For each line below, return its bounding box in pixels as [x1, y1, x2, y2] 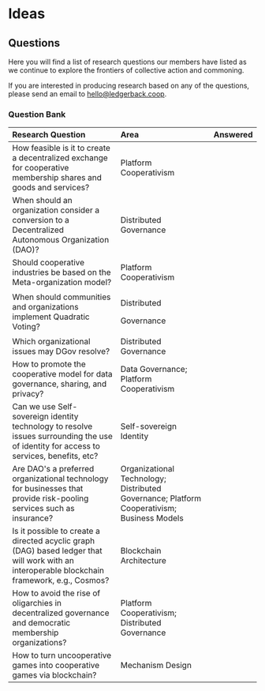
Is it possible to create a [12, 526, 100, 537]
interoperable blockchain [12, 565, 105, 576]
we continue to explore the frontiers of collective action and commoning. [8, 66, 244, 75]
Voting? [12, 321, 41, 332]
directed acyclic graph [12, 535, 95, 546]
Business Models [120, 513, 184, 524]
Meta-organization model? [12, 277, 112, 288]
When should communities [12, 291, 111, 302]
